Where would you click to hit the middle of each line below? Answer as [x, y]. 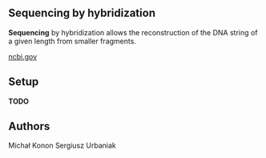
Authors [29, 126]
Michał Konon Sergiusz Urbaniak [62, 146]
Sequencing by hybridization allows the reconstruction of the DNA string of [133, 32]
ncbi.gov [23, 56]
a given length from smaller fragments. [72, 41]
